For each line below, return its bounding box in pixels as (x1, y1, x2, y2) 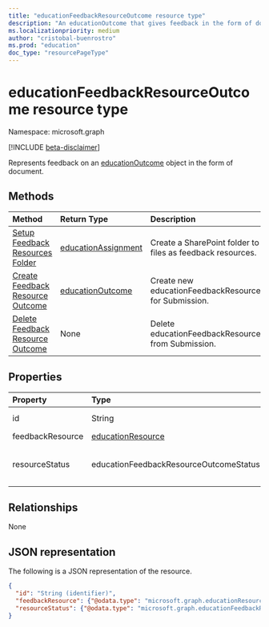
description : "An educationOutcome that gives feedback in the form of (8, 19, 252, 27)
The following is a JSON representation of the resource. (8, 566, 192, 577)
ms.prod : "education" (8, 42, 81, 50)
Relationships (8, 500, 78, 514)
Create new (150, 275, 194, 286)
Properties (8, 370, 62, 384)
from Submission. (150, 338, 216, 349)
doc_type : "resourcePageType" (8, 49, 110, 57)
